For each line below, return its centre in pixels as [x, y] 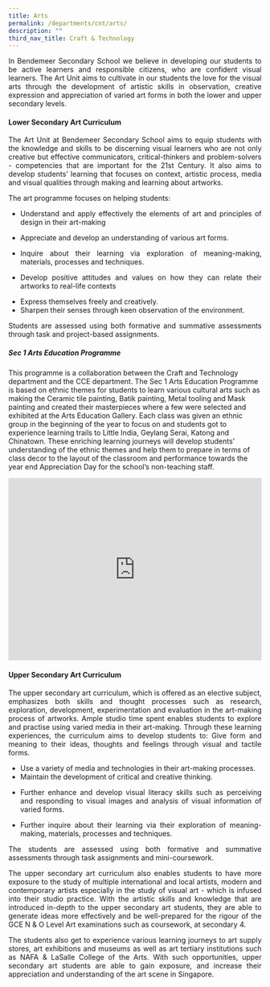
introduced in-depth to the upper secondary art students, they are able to [135, 907]
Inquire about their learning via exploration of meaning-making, [141, 253]
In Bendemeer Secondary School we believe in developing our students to [135, 61]
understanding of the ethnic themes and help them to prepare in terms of [129, 450]
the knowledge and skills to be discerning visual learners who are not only [135, 149]
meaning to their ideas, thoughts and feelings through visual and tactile [135, 743]
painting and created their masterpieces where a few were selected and [127, 407]
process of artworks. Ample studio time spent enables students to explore [135, 718]
